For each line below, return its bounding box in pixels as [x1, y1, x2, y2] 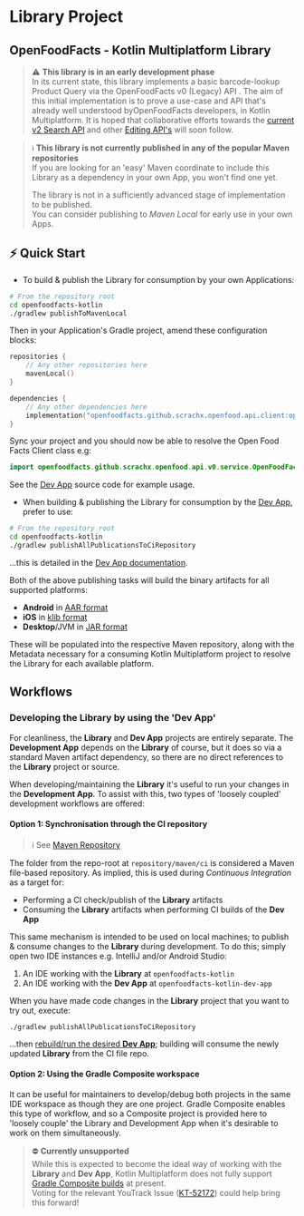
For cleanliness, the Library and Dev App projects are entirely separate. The [9, 732, 294, 743]
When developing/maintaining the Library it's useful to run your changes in [9, 778, 290, 790]
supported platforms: [9, 584, 89, 595]
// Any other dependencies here [25, 402, 147, 412]
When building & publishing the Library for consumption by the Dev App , [22, 497, 293, 508]
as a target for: [9, 877, 65, 888]
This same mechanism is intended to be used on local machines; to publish [9, 931, 290, 942]
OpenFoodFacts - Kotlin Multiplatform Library [9, 43, 271, 58]
